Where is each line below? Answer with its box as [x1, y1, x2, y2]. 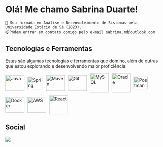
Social [5, 123, 25, 132]
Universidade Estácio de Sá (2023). [5, 24, 82, 30]
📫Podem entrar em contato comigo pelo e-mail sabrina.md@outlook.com [5, 29, 155, 35]
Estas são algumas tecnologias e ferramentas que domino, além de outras [5, 58, 158, 64]
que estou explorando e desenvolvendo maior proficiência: [5, 63, 127, 69]
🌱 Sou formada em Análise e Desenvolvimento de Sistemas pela [5, 20, 138, 25]
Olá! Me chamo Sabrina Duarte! [5, 4, 139, 15]
